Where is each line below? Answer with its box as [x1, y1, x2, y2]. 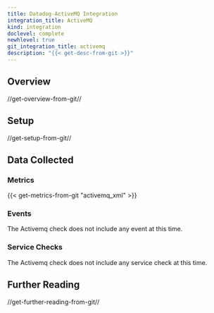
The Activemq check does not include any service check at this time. [7, 258, 208, 266]
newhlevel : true [7, 37, 55, 44]
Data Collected [7, 154, 74, 166]
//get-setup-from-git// [7, 133, 72, 142]
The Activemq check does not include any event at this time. [7, 225, 183, 233]
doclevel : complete [7, 30, 65, 37]
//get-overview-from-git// [7, 94, 82, 103]
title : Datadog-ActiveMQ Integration [7, 10, 118, 18]
